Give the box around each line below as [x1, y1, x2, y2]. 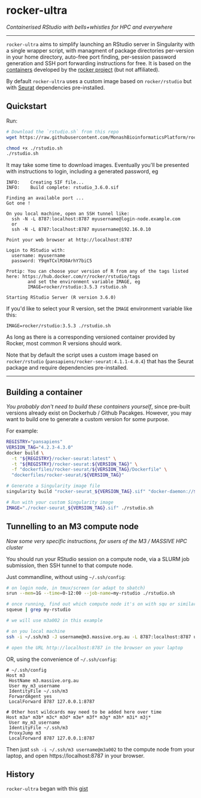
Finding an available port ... [6, 195, 84, 201]
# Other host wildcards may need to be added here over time [6, 709, 162, 715]
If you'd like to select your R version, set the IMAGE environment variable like [6, 305, 193, 312]
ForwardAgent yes [8, 693, 52, 699]
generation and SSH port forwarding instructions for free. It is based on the [6, 59, 191, 66]
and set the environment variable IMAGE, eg [28, 279, 141, 285]
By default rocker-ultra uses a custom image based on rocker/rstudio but [6, 77, 192, 84]
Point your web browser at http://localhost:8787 [6, 237, 133, 243]
